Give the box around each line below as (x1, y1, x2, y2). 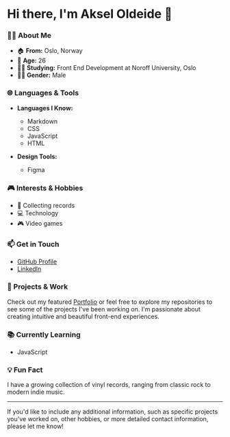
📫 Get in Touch (7, 239, 60, 249)
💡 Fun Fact (7, 365, 43, 375)
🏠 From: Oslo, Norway (16, 47, 84, 55)
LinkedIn (16, 265, 42, 273)
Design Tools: (16, 152, 57, 161)
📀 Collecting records (16, 202, 75, 210)
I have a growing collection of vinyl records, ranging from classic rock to (7, 381, 211, 389)
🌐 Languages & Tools (7, 88, 79, 98)
